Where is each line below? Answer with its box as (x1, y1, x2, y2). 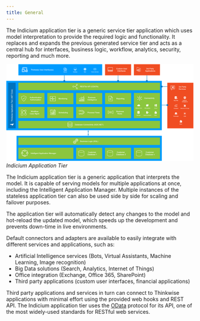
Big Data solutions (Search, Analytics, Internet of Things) (14, 265, 155, 272)
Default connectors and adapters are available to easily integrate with (6, 235, 177, 242)
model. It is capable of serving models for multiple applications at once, (6, 180, 182, 187)
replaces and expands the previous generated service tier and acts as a (6, 39, 182, 46)
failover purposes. (6, 199, 51, 206)
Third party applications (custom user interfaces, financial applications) (14, 278, 190, 285)
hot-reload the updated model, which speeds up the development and (6, 217, 178, 224)
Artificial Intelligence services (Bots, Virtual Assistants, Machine (14, 253, 171, 260)
